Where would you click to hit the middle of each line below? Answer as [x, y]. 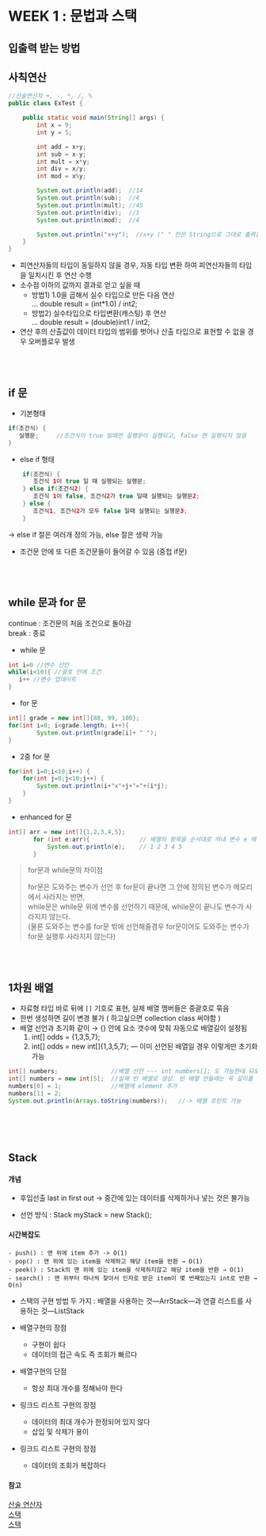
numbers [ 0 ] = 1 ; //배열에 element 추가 [93, 1086]
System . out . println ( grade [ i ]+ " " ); [97, 733]
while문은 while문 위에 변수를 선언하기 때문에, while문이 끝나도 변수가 [135, 907]
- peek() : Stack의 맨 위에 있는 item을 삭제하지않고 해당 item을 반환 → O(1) [126, 1270]
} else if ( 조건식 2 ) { [55, 489]
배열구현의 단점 [43, 1371]
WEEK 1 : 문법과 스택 [72, 16]
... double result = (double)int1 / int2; [91, 323]
